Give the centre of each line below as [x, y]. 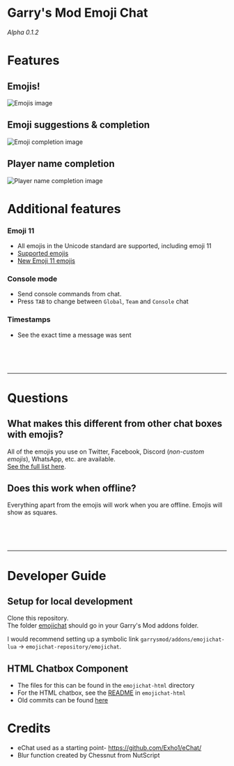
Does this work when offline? [72, 488]
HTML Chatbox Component [68, 669]
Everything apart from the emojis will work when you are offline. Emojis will [115, 505]
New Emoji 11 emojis [46, 261]
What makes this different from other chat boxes [115, 424]
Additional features [64, 209]
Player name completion [61, 164]
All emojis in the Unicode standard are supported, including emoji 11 [114, 246]
